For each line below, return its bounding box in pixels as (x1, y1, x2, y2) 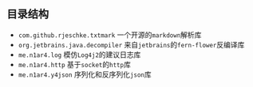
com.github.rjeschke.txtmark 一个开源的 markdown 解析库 (18, 30, 202, 40)
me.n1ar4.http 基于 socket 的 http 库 (18, 59, 132, 69)
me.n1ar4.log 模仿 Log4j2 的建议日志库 (18, 50, 141, 59)
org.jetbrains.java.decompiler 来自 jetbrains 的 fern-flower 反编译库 (18, 40, 245, 49)
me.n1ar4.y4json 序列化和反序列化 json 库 (18, 70, 152, 79)
